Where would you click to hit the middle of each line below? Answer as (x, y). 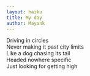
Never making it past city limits (45, 47)
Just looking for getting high (42, 66)
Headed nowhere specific (39, 60)
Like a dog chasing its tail (38, 54)
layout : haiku (24, 12)
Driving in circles (28, 41)
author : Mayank (26, 23)
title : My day (24, 18)
